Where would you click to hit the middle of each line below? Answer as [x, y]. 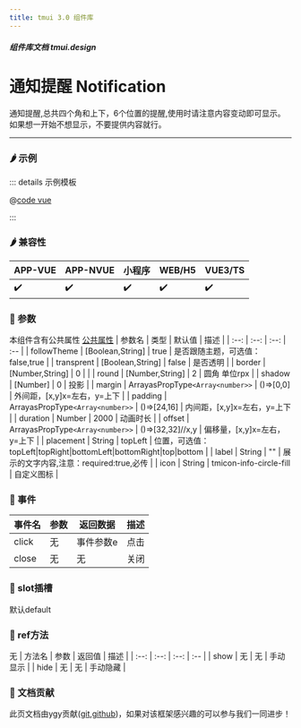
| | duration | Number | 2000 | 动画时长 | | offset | [99, 418]
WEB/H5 [178, 270]
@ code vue [30, 200]
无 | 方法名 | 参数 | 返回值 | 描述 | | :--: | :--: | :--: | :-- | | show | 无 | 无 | [138, 655]
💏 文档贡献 [32, 692]
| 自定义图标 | [34, 475]
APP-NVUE [90, 270]
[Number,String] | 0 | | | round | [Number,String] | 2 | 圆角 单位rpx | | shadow [150, 373]
